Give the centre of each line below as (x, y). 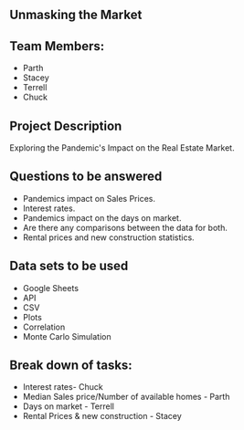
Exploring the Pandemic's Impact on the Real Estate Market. (122, 148)
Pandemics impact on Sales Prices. (89, 198)
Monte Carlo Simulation (67, 336)
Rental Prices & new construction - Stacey (102, 416)
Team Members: (57, 46)
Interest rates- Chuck (63, 387)
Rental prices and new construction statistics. (108, 237)
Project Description (66, 126)
